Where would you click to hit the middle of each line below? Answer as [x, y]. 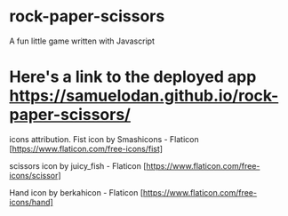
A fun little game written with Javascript [82, 41]
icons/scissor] [35, 175]
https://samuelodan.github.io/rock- [144, 96]
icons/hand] [31, 202]
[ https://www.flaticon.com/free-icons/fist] [86, 148]
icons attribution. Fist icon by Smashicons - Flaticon [104, 139]
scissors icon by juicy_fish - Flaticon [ [78, 165]
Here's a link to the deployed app [133, 77]
